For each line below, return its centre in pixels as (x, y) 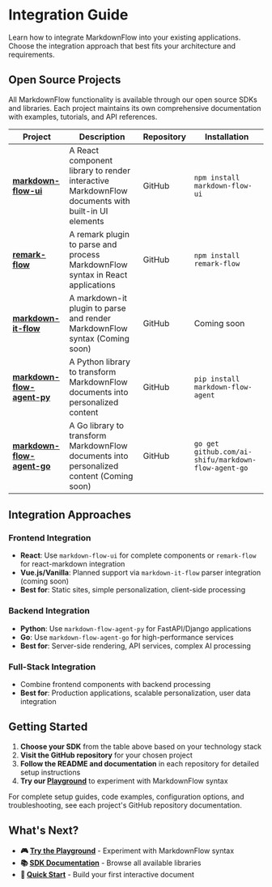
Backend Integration (49, 611)
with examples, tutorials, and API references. (83, 117)
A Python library (100, 362)
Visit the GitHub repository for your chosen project (106, 755)
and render (90, 318)
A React (84, 150)
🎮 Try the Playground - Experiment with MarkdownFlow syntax (127, 851)
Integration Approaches (70, 515)
